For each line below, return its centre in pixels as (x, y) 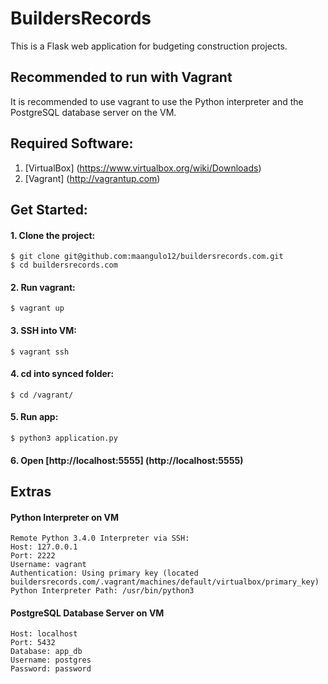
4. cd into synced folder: (62, 374)
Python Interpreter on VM (64, 517)
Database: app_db (46, 652)
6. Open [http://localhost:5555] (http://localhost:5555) (127, 460)
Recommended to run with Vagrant (121, 77)
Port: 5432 (33, 643)
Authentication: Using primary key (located (104, 573)
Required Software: (72, 143)
